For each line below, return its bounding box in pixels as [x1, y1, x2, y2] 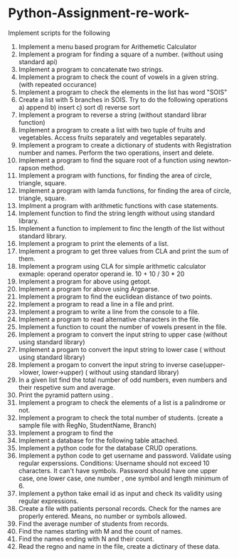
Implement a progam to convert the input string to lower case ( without [18, 345, 226, 353]
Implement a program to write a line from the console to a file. [18, 307, 200, 316]
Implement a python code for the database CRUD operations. [18, 443, 198, 452]
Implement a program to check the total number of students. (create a [18, 413, 223, 422]
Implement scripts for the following [8, 29, 111, 37]
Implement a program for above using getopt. [18, 277, 152, 286]
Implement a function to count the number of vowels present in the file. [18, 322, 227, 331]
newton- [206, 155, 232, 165]
